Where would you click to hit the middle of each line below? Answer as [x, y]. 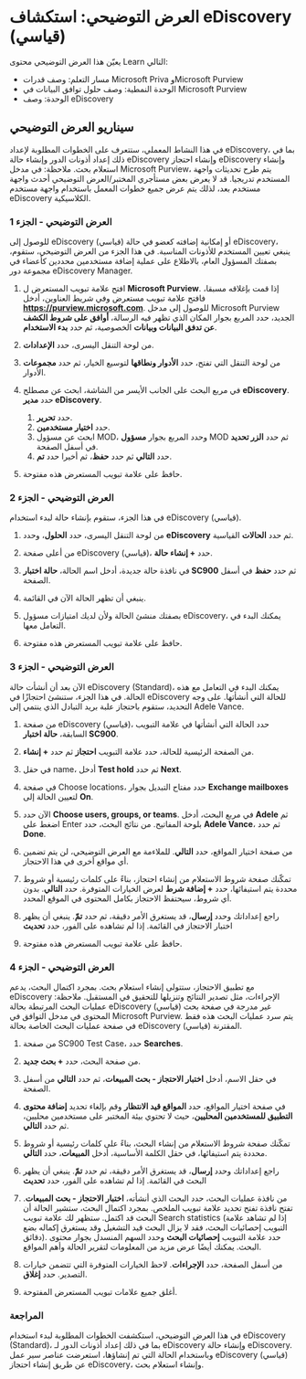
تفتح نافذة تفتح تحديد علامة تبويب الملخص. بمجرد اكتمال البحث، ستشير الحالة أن [158, 1207]
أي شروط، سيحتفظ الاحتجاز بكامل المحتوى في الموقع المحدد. [127, 898]
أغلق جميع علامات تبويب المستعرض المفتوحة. [100, 1291]
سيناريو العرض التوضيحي [72, 127]
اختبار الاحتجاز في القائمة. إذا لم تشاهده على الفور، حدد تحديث [127, 926]
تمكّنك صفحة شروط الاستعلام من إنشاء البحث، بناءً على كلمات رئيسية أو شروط [156, 1143]
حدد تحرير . [54, 418]
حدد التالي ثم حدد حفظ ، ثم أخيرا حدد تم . [104, 456]
